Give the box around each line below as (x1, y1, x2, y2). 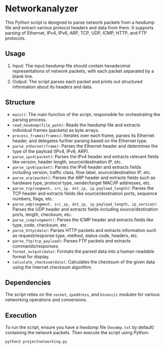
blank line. (12, 73, 34, 79)
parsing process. (12, 116, 47, 122)
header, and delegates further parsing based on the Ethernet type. (12, 137, 148, 144)
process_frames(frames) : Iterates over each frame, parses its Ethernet (12, 132, 155, 138)
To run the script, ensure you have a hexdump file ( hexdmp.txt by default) (5, 324, 155, 330)
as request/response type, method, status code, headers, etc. (12, 233, 138, 238)
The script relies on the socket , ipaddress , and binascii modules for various (5, 291, 160, 297)
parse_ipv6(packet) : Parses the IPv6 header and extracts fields (12, 164, 142, 170)
